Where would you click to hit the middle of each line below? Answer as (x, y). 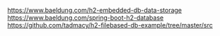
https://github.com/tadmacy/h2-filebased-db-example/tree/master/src (110, 25)
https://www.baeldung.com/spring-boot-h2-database (86, 18)
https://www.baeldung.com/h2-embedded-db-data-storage (95, 10)
